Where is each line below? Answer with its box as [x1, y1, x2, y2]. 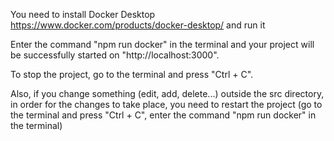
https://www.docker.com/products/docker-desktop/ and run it [10, 19, 266, 31]
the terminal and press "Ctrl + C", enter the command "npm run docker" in [10, 109, 317, 121]
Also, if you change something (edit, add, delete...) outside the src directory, [10, 88, 325, 99]
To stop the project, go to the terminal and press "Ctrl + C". [10, 69, 254, 80]
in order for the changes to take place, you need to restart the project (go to [10, 99, 323, 110]
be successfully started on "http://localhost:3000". [10, 49, 220, 61]
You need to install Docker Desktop [10, 9, 156, 20]
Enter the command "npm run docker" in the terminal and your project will [10, 39, 315, 50]
